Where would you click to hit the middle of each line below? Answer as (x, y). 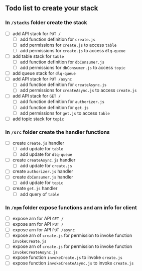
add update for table (42, 149)
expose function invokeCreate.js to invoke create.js (67, 257)
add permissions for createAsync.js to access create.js (78, 91)
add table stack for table (38, 56)
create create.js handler (38, 143)
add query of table (40, 194)
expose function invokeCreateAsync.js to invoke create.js (73, 263)
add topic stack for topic (38, 119)
